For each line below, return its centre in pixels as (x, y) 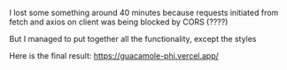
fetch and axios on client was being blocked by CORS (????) (119, 22)
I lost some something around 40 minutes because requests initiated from (144, 13)
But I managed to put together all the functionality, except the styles (133, 39)
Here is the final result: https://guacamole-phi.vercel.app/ (114, 56)
